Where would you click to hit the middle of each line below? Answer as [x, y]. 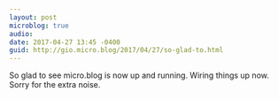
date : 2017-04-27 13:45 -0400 [65, 42]
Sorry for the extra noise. [55, 85]
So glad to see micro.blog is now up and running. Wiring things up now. [139, 75]
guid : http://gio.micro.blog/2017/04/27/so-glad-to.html [116, 50]
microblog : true [39, 26]
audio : [21, 34]
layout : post [33, 17]
